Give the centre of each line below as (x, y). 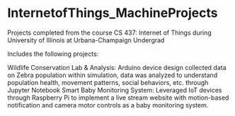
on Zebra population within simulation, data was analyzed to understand (113, 75)
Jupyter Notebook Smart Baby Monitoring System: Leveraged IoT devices (115, 90)
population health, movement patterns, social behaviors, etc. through (108, 82)
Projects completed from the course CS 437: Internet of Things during (110, 33)
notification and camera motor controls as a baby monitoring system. (108, 105)
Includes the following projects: (53, 54)
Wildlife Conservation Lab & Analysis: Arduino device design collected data (117, 67)
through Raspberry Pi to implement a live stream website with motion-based (118, 98)
